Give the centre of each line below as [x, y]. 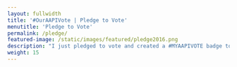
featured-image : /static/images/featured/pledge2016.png [93, 40]
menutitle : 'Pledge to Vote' [50, 27]
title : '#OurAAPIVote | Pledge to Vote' [68, 20]
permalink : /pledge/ [38, 33]
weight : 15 [23, 53]
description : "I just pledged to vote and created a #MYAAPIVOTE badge [115, 46]
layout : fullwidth [34, 14]
